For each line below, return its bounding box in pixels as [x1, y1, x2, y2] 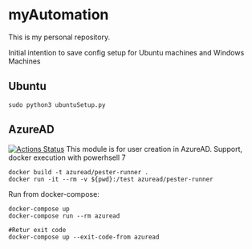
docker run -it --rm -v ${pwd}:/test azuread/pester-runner [8, 175, 214, 183]
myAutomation [8, 6, 109, 24]
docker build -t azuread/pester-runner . [8, 168, 149, 176]
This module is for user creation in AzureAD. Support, [66, 144, 243, 153]
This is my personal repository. [8, 32, 111, 42]
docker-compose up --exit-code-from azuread [8, 233, 160, 241]
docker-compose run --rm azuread [8, 211, 120, 220]
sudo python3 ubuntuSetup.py [8, 100, 106, 109]
